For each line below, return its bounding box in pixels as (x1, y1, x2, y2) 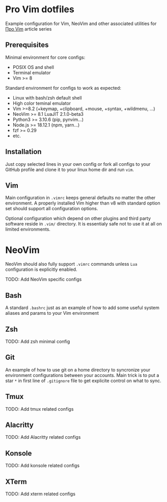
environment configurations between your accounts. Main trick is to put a (5, 372, 159, 378)
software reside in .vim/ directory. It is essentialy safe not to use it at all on (5, 221, 162, 227)
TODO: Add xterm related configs (5, 491, 75, 497)
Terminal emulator (12, 69, 51, 76)
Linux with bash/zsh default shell (12, 94, 82, 101)
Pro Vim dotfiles (5, 4, 75, 15)
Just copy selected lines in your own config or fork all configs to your (5, 161, 151, 167)
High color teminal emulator (12, 100, 71, 106)
